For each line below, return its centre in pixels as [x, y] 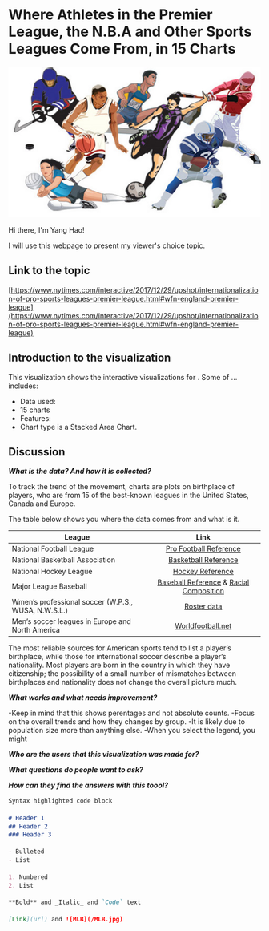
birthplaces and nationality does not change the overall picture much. [123, 682]
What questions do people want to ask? [76, 769]
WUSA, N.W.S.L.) [40, 610]
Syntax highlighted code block [60, 801]
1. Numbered [28, 877]
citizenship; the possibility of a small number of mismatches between [122, 673]
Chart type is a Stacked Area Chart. [78, 427]
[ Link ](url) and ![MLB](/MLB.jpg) [66, 920]
